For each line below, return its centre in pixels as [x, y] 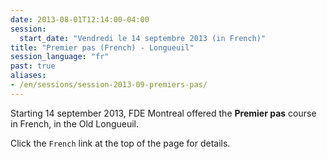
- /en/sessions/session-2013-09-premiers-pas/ [109, 85]
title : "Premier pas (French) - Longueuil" [102, 47]
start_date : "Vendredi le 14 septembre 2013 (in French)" [143, 38]
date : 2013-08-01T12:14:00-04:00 [80, 19]
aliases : [28, 76]
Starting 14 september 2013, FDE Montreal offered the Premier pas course [163, 113]
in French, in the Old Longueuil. [75, 123]
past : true [33, 66]
